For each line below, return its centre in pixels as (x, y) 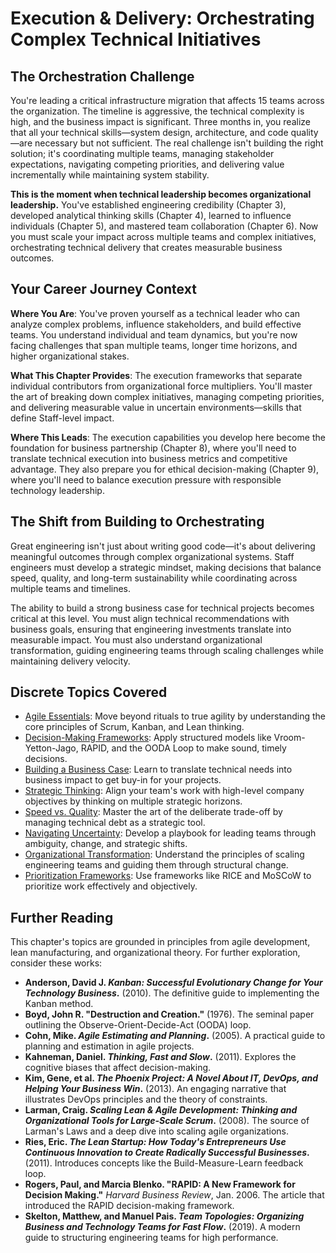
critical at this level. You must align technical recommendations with (150, 618)
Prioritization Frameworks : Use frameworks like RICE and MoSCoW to (168, 876)
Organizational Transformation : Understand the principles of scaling (164, 854)
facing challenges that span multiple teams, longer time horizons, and (154, 345)
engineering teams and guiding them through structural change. (156, 865)
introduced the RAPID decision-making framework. (129, 1206)
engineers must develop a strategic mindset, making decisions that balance (166, 567)
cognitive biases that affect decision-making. (118, 1068)
